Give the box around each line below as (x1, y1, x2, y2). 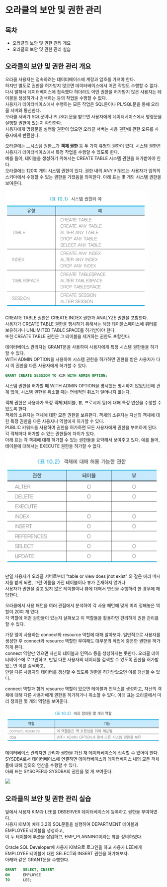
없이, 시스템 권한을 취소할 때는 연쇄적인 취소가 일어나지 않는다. (10, 389, 131, 395)
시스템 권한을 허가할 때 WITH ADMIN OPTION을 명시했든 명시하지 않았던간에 (5, 382, 155, 388)
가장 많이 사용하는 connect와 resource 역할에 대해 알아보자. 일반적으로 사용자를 (5, 631, 161, 637)
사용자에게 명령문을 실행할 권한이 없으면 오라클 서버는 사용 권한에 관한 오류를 (5, 126, 154, 132)
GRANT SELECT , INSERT (5, 867, 55, 872)
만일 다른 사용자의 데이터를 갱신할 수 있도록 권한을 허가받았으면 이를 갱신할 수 (5, 669, 155, 675)
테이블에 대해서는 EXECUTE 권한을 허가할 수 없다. (5, 443, 102, 449)
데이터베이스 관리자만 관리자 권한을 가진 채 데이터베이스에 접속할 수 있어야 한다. (5, 749, 159, 756)
